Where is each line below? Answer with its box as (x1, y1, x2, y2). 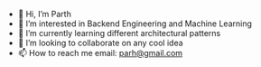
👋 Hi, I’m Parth (17, 9, 72, 19)
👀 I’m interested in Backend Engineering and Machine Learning (17, 18, 253, 29)
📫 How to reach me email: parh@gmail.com (17, 48, 183, 58)
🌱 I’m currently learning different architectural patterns (17, 28, 221, 38)
